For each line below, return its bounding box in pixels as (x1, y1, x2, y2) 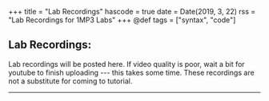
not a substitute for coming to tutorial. (8, 76, 133, 86)
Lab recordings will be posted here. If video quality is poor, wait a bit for (8, 59, 246, 68)
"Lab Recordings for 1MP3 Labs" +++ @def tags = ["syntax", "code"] (8, 15, 236, 25)
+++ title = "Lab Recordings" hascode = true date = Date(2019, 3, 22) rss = (8, 7, 256, 16)
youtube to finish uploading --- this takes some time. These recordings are (8, 68, 255, 77)
